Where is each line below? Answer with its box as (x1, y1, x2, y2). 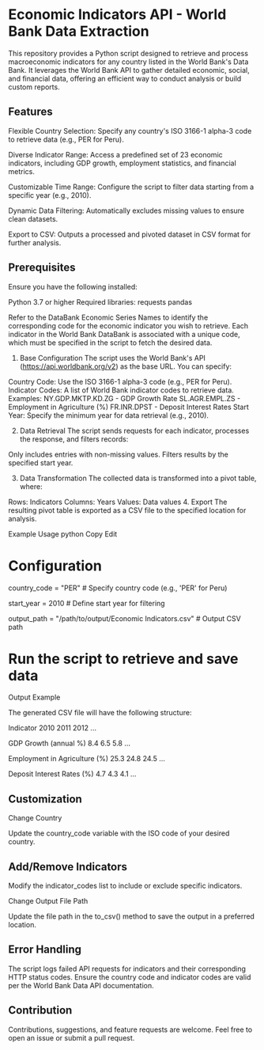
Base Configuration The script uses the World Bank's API (19, 353, 206, 362)
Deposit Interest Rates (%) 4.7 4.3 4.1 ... (8, 769, 137, 779)
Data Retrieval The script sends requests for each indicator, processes (19, 426, 250, 435)
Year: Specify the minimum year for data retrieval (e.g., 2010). (8, 410, 209, 420)
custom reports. (8, 81, 61, 92)
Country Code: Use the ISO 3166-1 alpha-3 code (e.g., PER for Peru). (8, 377, 232, 386)
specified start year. (8, 457, 74, 468)
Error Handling (8, 943, 81, 957)
